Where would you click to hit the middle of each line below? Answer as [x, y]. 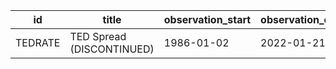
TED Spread [98, 36]
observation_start [207, 19]
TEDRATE [38, 42]
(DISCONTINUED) [112, 49]
